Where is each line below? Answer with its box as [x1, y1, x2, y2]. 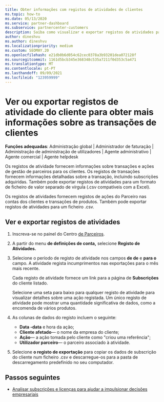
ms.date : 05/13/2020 [5, 16, 47, 21]
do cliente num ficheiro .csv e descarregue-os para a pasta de [12, 354, 138, 360]
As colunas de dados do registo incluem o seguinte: [12, 314, 117, 320]
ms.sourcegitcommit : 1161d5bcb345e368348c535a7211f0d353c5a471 [5, 57, 137, 62]
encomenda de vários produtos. [12, 305, 77, 311]
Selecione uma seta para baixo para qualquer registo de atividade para [12, 289, 155, 295]
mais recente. [12, 265, 40, 271]
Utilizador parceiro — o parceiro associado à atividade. [19, 340, 130, 345]
